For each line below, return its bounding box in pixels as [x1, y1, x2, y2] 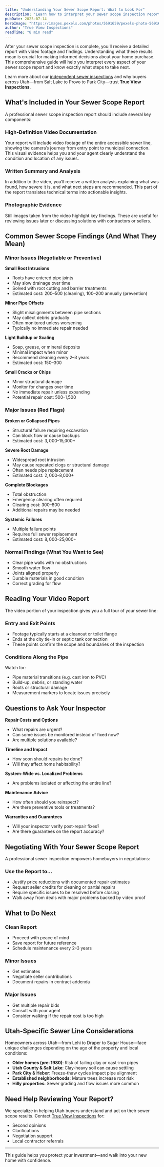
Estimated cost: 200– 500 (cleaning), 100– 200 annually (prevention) [12, 291, 148, 296]
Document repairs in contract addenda [12, 979, 90, 985]
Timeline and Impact [5, 747, 48, 753]
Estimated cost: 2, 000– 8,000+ [12, 472, 74, 478]
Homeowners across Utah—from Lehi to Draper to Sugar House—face [5, 1040, 146, 1046]
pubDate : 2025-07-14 [5, 16, 47, 21]
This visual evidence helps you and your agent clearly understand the [5, 150, 145, 156]
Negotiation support [12, 1133, 53, 1139]
